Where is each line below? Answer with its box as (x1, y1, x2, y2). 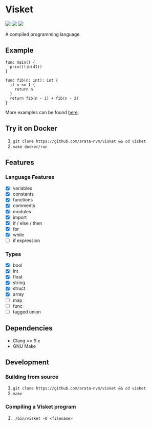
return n (14, 86, 33, 92)
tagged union (12, 308, 41, 314)
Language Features (5, 173, 55, 180)
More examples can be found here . (5, 109, 79, 115)
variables (12, 185, 32, 191)
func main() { (5, 60, 36, 65)
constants (12, 191, 34, 197)
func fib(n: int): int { (5, 78, 58, 83)
